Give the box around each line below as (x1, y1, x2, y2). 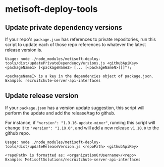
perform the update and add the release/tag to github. (5, 110, 115, 116)
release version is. (5, 47, 43, 53)
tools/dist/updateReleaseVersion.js (5, 144, 81, 149)
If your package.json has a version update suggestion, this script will (5, 105, 145, 111)
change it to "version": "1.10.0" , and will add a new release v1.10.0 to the (5, 125, 160, 131)
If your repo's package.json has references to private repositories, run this (5, 36, 156, 42)
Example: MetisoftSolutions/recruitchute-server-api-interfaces (5, 157, 141, 162)
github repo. (5, 130, 30, 136)
